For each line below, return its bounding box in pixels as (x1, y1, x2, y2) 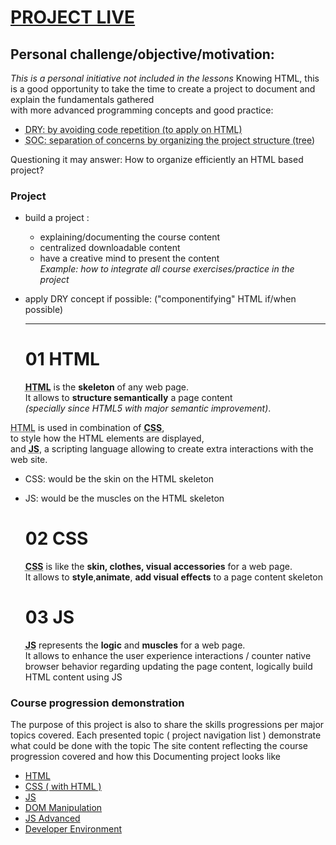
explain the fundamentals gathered (10, 94, 155, 105)
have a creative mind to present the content (39, 252, 220, 265)
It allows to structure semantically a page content (24, 392, 233, 404)
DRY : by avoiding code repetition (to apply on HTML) (24, 124, 243, 135)
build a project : (24, 212, 90, 224)
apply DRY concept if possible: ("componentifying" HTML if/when (24, 293, 297, 305)
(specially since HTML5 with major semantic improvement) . (24, 402, 272, 415)
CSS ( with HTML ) (24, 781, 102, 793)
